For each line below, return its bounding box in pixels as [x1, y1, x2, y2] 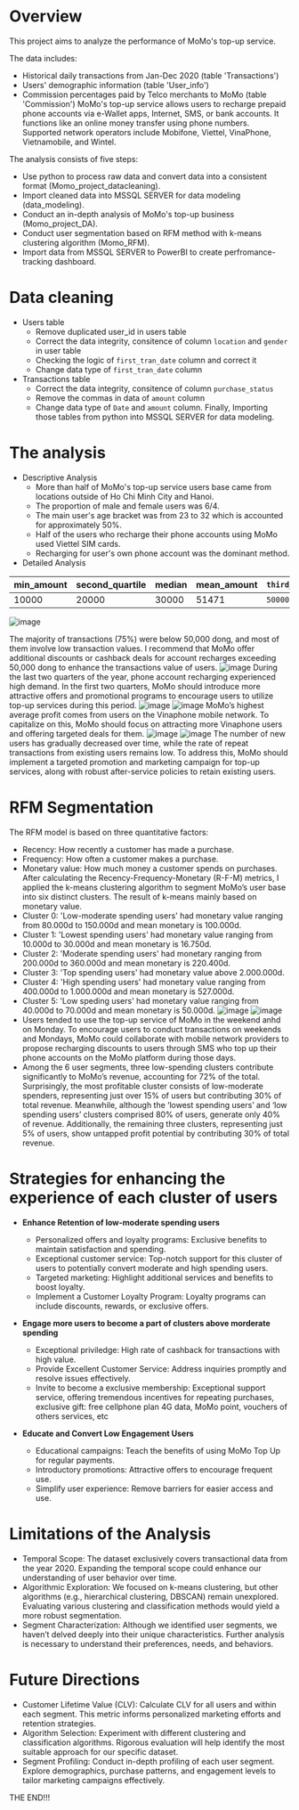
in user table [35, 345, 82, 355]
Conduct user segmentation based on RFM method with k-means [21, 227, 263, 238]
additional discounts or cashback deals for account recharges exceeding [9, 652, 277, 663]
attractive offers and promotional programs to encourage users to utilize [9, 690, 274, 701]
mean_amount [195, 578, 258, 591]
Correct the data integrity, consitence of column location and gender [35, 336, 288, 347]
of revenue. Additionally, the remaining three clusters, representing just [21, 1118, 283, 1129]
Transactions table [21, 373, 91, 384]
